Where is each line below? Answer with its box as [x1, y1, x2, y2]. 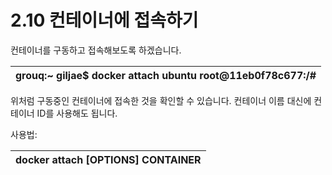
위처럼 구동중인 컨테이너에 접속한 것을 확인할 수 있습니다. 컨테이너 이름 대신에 [10, 94, 312, 106]
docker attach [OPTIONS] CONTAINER [15, 152, 202, 166]
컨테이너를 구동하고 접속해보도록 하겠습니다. [10, 44, 182, 56]
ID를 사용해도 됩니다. [36, 107, 118, 119]
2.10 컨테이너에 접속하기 [10, 9, 199, 32]
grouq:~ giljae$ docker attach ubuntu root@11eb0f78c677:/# [15, 68, 317, 82]
